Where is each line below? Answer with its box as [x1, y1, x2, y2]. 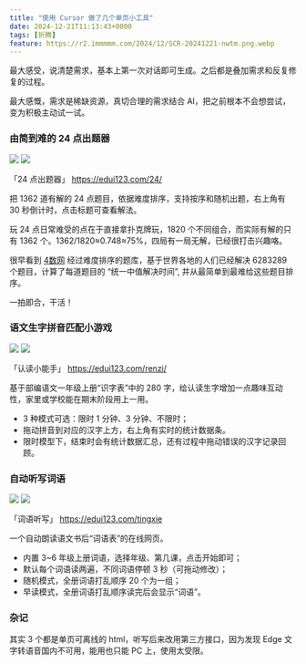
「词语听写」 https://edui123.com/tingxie [9, 514, 163, 524]
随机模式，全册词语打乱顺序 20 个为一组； [22, 576, 182, 586]
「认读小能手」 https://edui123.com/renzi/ [9, 362, 167, 374]
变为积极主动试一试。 [9, 107, 89, 119]
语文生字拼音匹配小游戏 [9, 321, 112, 334]
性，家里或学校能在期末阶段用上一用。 [9, 393, 153, 404]
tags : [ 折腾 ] [9, 30, 56, 39]
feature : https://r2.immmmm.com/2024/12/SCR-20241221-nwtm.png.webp [9, 38, 275, 48]
